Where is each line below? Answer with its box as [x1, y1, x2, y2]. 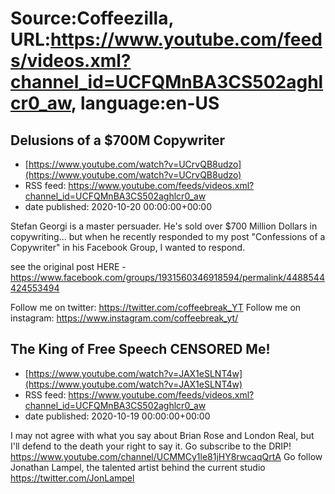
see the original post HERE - [10, 261, 127, 272]
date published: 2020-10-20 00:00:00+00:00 [24, 201, 213, 212]
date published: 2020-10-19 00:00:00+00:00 [24, 410, 211, 422]
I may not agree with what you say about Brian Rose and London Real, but [10, 429, 315, 441]
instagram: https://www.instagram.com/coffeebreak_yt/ [10, 312, 239, 324]
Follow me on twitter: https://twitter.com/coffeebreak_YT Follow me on [10, 302, 302, 313]
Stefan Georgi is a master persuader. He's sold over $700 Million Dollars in [10, 220, 318, 232]
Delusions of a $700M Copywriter [10, 132, 226, 149]
